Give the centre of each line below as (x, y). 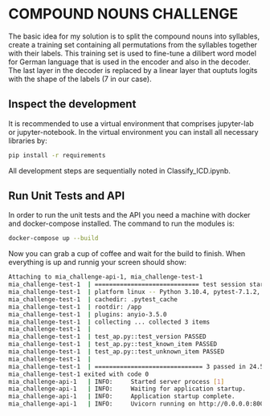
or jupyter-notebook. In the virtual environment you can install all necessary (133, 132)
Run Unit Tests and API (67, 196)
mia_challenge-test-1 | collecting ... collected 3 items (109, 322)
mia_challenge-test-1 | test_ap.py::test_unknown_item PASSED (117, 352)
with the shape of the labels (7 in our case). (80, 79)
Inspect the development (72, 104)
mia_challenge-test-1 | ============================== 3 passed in (127, 366)
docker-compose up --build (53, 239)
